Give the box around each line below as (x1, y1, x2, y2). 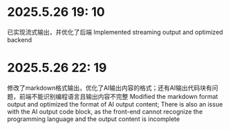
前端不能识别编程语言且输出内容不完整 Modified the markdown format (19, 92, 218, 100)
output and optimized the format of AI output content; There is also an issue (7, 100, 223, 108)
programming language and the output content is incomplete (7, 115, 180, 123)
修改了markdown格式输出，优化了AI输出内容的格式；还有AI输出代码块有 (7, 84, 213, 92)
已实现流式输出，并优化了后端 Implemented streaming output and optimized (7, 28, 223, 36)
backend (7, 35, 32, 44)
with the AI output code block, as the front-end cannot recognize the (7, 107, 203, 115)
